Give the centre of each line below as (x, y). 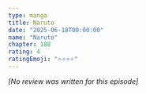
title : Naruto (32, 23)
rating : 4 (24, 52)
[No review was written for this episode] (73, 81)
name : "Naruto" (33, 37)
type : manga (28, 15)
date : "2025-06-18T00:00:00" (56, 30)
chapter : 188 (30, 45)
